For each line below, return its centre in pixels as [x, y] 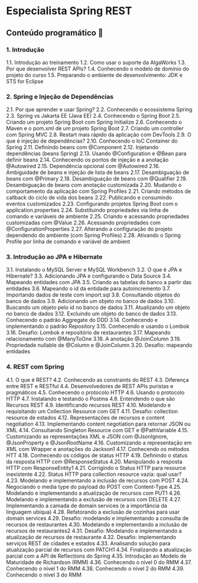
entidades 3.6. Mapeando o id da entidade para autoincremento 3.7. [88, 289]
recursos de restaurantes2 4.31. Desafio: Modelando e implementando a [94, 530]
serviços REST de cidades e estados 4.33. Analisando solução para [88, 543]
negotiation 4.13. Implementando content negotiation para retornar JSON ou [98, 424]
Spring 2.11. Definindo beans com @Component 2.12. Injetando [82, 147]
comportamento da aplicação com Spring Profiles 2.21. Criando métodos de [98, 191]
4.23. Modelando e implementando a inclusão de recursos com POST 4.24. [98, 480]
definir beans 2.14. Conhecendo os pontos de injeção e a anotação [87, 160]
